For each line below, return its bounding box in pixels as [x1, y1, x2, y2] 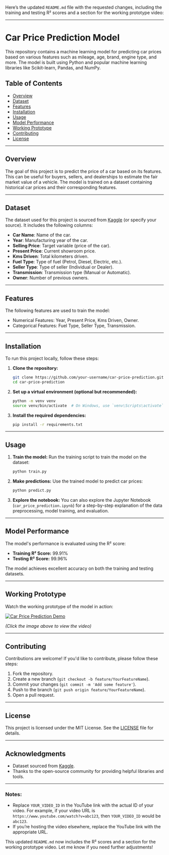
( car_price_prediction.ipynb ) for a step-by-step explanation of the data [12, 502, 162, 508]
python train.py [12, 469, 47, 474]
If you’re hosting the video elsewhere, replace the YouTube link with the [12, 824, 161, 830]
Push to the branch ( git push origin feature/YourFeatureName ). [12, 687, 146, 693]
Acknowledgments [5, 749, 66, 758]
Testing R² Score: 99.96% [12, 555, 68, 561]
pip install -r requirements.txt [12, 422, 83, 427]
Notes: [5, 791, 22, 798]
